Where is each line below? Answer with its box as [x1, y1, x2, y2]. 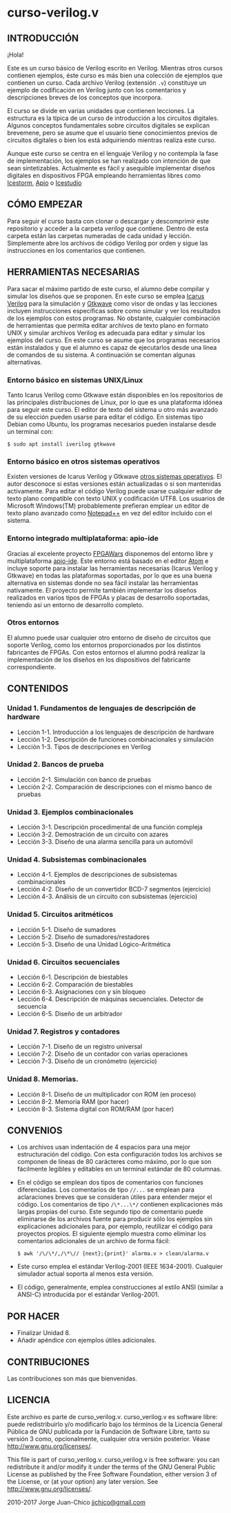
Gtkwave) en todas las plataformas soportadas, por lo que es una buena [7, 571, 212, 580]
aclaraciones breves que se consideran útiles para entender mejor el [17, 1193, 212, 1201]
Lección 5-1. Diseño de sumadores [17, 925, 116, 933]
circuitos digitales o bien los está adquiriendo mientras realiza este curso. [7, 136, 217, 144]
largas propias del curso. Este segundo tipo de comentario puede [17, 1207, 203, 1216]
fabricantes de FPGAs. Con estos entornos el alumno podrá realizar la [7, 648, 205, 656]
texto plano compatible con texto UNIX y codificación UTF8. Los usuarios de [7, 495, 225, 503]
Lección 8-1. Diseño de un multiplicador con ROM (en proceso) [17, 1090, 197, 1098]
